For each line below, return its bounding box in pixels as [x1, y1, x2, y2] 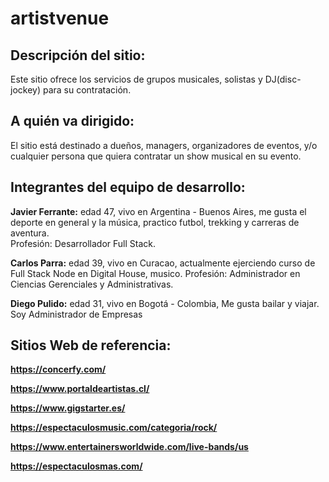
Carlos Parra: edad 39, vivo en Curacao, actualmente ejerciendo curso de [10, 257, 316, 269]
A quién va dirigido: [10, 113, 135, 130]
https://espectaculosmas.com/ [10, 460, 143, 472]
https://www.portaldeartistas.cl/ [10, 383, 150, 395]
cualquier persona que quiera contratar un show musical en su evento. [10, 150, 302, 162]
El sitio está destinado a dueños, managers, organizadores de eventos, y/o [10, 139, 318, 151]
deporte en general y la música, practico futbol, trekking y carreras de [10, 216, 300, 228]
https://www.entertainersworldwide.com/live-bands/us [10, 441, 249, 453]
